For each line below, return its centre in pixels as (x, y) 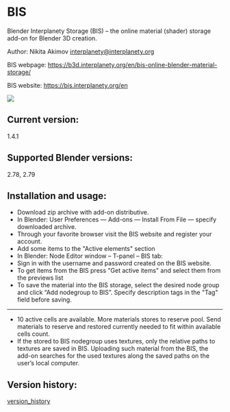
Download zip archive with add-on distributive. (83, 213)
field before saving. (44, 300)
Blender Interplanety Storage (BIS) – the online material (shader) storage (109, 31)
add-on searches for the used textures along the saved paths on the (113, 356)
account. (29, 241)
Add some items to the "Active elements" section (86, 249)
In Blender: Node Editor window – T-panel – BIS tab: (90, 256)
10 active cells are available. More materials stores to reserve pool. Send (119, 319)
